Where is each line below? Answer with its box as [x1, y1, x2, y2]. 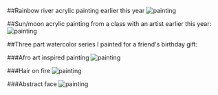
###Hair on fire [7, 67, 50, 74]
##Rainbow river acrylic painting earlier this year [7, 7, 145, 14]
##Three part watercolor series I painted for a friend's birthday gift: [7, 40, 198, 48]
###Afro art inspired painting [7, 53, 89, 62]
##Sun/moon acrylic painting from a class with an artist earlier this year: [7, 20, 212, 27]
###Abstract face [7, 80, 57, 88]
